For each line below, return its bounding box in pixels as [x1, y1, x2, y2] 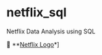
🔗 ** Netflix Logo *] [6, 40, 60, 48]
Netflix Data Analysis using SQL [6, 27, 96, 35]
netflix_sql [6, 5, 67, 20]
